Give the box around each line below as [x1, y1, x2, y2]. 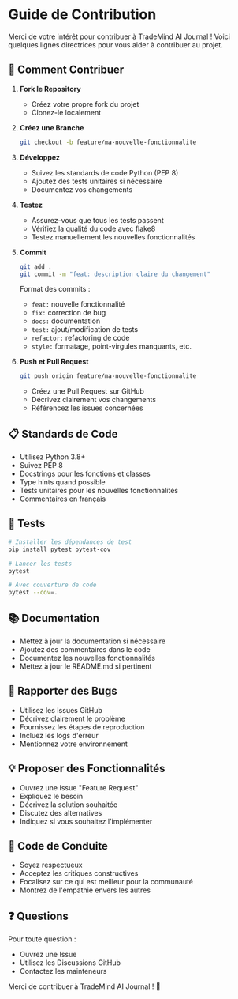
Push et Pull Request [19, 357, 89, 367]
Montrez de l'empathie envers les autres [19, 885, 151, 895]
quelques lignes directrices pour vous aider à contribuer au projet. [8, 40, 223, 49]
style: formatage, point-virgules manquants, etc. [31, 341, 192, 351]
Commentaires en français [19, 494, 106, 503]
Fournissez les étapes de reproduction [19, 722, 145, 732]
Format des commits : [19, 285, 91, 294]
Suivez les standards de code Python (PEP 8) [31, 168, 179, 177]
